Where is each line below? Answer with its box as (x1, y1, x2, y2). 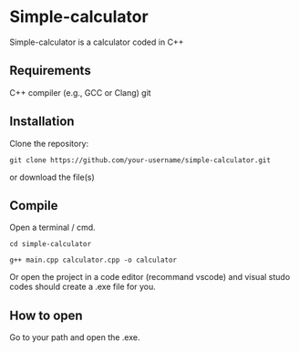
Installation (9, 114, 75, 129)
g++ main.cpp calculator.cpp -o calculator (9, 255, 178, 265)
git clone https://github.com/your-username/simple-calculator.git (9, 155, 272, 165)
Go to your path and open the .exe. (9, 332, 140, 343)
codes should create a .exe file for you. (9, 281, 157, 293)
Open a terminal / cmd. (9, 222, 96, 233)
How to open (9, 307, 84, 323)
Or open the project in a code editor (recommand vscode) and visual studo (9, 272, 291, 283)
